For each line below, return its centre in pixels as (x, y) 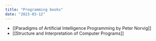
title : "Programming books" (34, 10)
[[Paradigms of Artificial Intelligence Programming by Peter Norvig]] (82, 28)
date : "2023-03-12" (25, 14)
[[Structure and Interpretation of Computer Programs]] (68, 33)
